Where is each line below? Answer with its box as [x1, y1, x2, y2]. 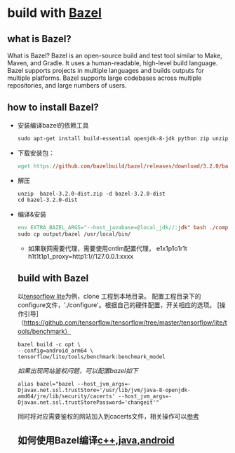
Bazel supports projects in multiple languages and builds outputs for [7, 67, 205, 74]
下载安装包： [17, 149, 55, 157]
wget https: [17, 163, 53, 170]
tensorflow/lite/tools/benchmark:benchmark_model [17, 353, 166, 360]
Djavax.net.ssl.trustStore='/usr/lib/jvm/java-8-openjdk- [17, 386, 191, 393]
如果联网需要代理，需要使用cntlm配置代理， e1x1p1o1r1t [27, 244, 187, 253]
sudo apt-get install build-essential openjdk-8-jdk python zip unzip [17, 135, 229, 142]
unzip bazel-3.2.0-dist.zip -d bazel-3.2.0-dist [17, 190, 166, 197]
